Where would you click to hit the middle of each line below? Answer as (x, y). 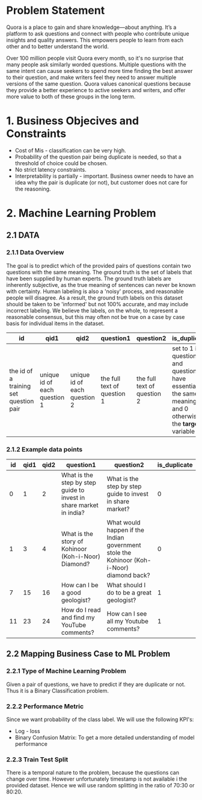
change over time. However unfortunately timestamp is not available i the (97, 779)
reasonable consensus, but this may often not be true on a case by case (96, 317)
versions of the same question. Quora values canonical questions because (99, 83)
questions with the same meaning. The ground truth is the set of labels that (99, 272)
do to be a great (129, 593)
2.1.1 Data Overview (35, 253)
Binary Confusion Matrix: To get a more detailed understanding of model (105, 738)
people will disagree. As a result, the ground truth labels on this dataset (94, 298)
